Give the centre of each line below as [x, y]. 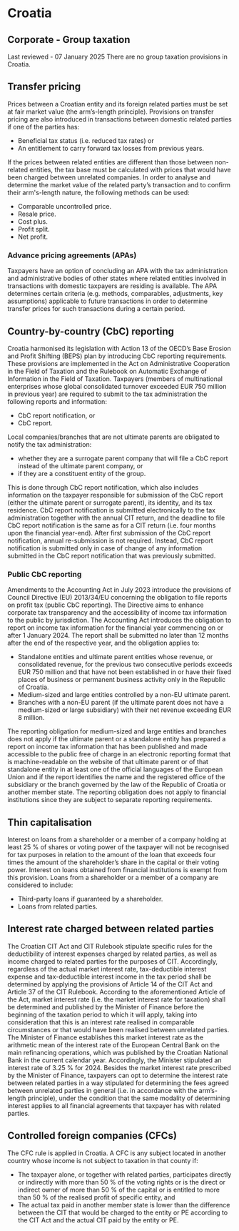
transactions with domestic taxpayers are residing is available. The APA [112, 286]
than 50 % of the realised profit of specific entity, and [96, 1197]
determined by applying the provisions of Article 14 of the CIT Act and [110, 984]
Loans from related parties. [57, 906]
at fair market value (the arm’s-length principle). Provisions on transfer [111, 112]
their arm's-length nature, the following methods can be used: [99, 192]
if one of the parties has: [44, 127]
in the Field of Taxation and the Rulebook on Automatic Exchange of [107, 371]
